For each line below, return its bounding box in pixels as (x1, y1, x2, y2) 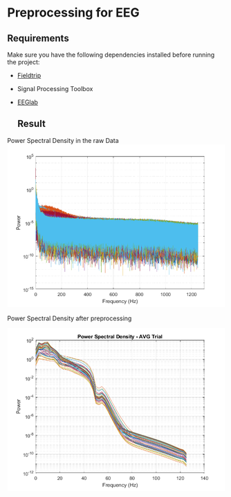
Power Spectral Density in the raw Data (7, 136, 119, 144)
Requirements (7, 32, 69, 44)
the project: (7, 58, 40, 66)
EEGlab (17, 98, 38, 106)
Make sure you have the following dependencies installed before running (7, 50, 215, 59)
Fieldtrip (17, 71, 41, 79)
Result (17, 118, 46, 130)
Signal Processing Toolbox (17, 85, 93, 92)
